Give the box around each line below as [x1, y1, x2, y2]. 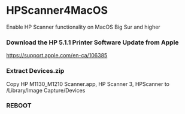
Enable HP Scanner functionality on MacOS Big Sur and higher [6, 23, 160, 30]
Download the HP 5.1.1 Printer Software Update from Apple [6, 38, 179, 47]
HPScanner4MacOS [6, 4, 108, 17]
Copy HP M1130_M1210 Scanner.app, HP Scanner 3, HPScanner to [6, 80, 169, 87]
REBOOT [6, 101, 32, 110]
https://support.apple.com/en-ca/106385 [6, 52, 108, 59]
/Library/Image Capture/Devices [6, 87, 86, 94]
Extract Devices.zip [6, 67, 65, 75]
